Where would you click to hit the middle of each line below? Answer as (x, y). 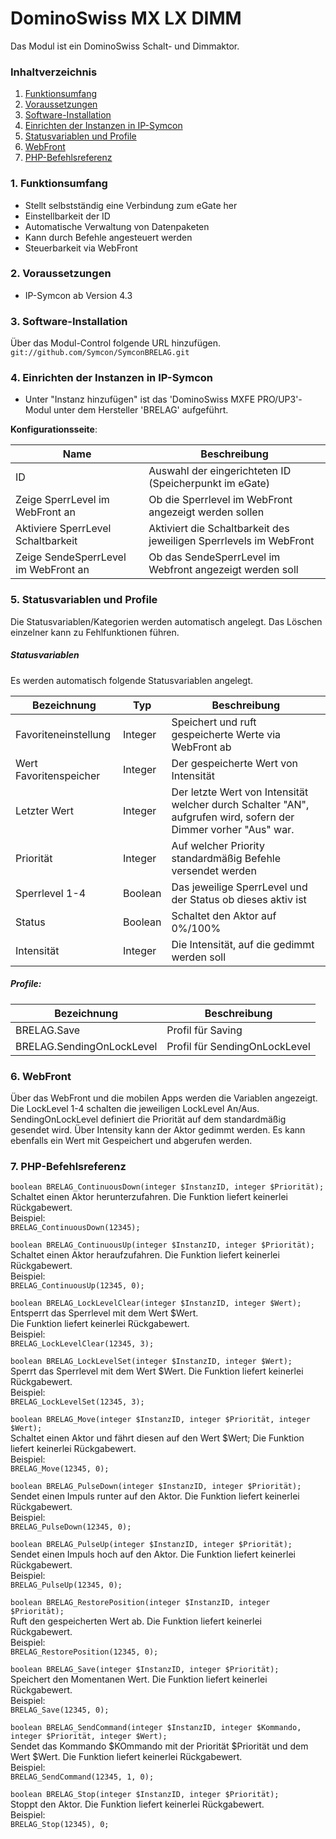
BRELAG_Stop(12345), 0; (60, 1825)
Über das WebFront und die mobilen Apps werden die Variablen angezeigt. (164, 1098)
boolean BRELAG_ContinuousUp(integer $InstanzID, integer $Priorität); (162, 1245)
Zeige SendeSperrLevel (71, 557)
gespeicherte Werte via (226, 734)
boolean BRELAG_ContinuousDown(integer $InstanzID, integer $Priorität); (167, 1187)
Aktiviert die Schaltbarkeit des (219, 529)
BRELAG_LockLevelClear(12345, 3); (82, 1344)
